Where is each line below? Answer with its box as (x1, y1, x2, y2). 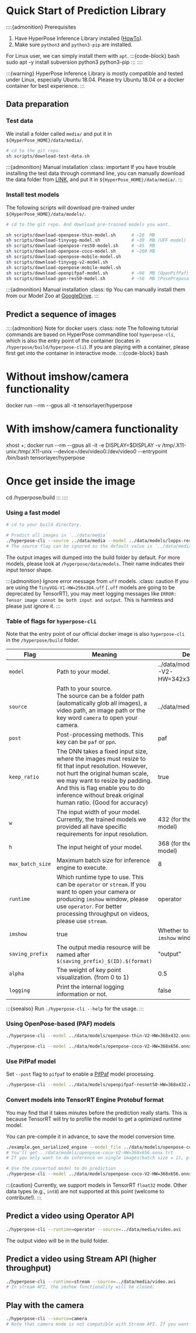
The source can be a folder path (56, 692, 145, 700)
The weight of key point (56, 966, 121, 974)
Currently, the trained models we (56, 815, 147, 824)
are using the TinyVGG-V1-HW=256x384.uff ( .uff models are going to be (6, 584, 175, 591)
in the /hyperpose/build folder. (6, 636, 80, 644)
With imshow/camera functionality (6, 422, 178, 436)
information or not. (56, 990, 108, 998)
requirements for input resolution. (56, 830, 148, 838)
